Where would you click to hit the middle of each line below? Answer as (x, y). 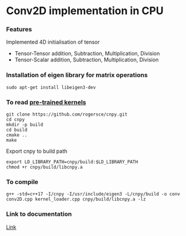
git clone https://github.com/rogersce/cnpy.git (67, 114)
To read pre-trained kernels (46, 102)
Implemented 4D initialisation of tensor (53, 42)
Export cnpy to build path (37, 151)
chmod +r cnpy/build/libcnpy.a (44, 167)
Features (19, 29)
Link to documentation (39, 214)
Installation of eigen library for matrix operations (77, 75)
